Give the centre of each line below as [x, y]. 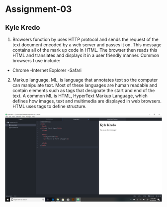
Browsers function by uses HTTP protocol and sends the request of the [85, 39]
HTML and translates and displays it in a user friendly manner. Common [86, 55]
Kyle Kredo [23, 28]
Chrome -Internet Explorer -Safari [47, 70]
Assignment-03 [39, 9]
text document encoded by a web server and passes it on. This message [87, 45]
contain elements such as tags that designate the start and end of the [83, 90]
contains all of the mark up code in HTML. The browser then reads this [85, 50]
